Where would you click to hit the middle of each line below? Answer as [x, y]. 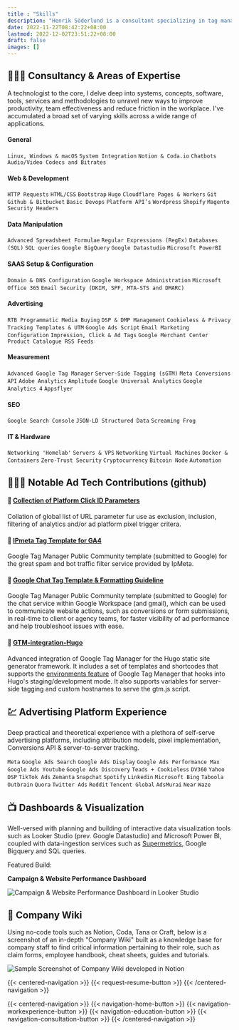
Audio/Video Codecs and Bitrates [57, 163]
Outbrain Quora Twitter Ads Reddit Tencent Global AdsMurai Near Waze [109, 785]
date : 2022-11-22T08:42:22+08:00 [57, 27]
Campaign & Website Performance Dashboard [77, 879]
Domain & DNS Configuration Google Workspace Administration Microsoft [115, 280]
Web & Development [38, 178]
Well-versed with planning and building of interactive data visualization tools [119, 828]
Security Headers [33, 208]
